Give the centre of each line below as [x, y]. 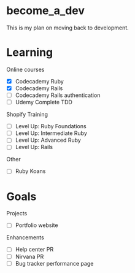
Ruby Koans [30, 171]
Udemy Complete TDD [44, 102]
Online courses [25, 69]
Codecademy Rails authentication [58, 95]
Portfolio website [37, 225]
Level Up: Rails [34, 147]
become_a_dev [45, 11]
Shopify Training [27, 115]
